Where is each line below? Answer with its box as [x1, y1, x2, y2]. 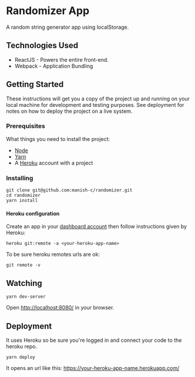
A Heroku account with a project [14, 159, 93, 166]
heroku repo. [6, 342, 37, 350]
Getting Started [6, 79, 64, 89]
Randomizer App [6, 4, 90, 18]
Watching [6, 278, 42, 288]
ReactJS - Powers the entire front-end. [14, 56, 109, 63]
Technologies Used [6, 41, 78, 51]
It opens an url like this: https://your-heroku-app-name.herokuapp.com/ [6, 364, 180, 371]
